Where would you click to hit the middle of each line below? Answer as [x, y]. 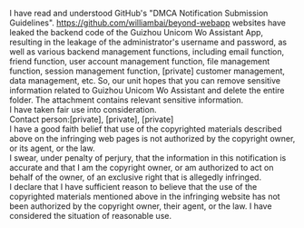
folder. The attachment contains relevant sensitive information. [126, 100]
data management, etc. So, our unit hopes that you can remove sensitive [145, 80]
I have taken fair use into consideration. [83, 109]
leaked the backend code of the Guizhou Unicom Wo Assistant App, [137, 32]
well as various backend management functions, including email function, [147, 52]
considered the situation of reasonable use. [91, 216]
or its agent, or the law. [52, 148]
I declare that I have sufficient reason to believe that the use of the [133, 187]
